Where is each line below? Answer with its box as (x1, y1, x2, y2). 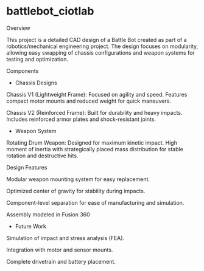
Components (6, 67, 39, 74)
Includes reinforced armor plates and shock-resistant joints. (6, 115, 157, 123)
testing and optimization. (6, 55, 69, 63)
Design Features (6, 163, 47, 171)
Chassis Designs (15, 79, 57, 86)
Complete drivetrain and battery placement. (6, 258, 116, 265)
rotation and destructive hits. (6, 152, 79, 159)
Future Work (15, 222, 47, 230)
